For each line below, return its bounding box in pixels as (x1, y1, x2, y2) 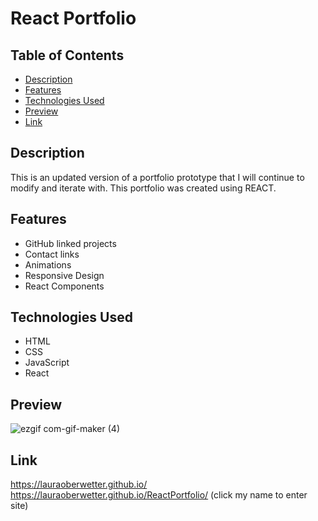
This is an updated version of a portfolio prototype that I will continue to (10, 171, 305, 183)
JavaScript (24, 357, 70, 369)
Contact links (24, 248, 80, 260)
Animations (24, 258, 72, 271)
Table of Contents (10, 47, 125, 64)
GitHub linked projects (24, 237, 117, 249)
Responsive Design (24, 269, 105, 281)
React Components (24, 280, 105, 292)
